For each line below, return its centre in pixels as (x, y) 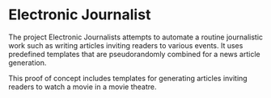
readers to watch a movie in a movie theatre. (83, 87)
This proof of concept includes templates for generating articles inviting (128, 78)
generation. (28, 63)
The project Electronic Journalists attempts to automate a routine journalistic (136, 37)
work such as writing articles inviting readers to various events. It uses (126, 45)
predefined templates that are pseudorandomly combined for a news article (134, 54)
